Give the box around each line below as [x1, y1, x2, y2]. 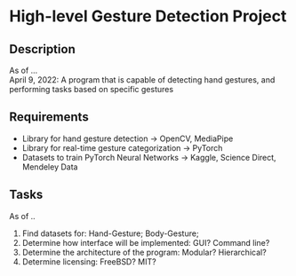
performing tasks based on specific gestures [9, 84, 174, 94]
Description [9, 42, 76, 57]
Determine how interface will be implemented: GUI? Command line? [21, 237, 270, 248]
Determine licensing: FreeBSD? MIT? [21, 256, 157, 267]
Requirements [9, 109, 89, 125]
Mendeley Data [21, 162, 78, 172]
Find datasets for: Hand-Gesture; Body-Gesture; [21, 228, 199, 239]
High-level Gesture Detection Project [9, 6, 287, 27]
